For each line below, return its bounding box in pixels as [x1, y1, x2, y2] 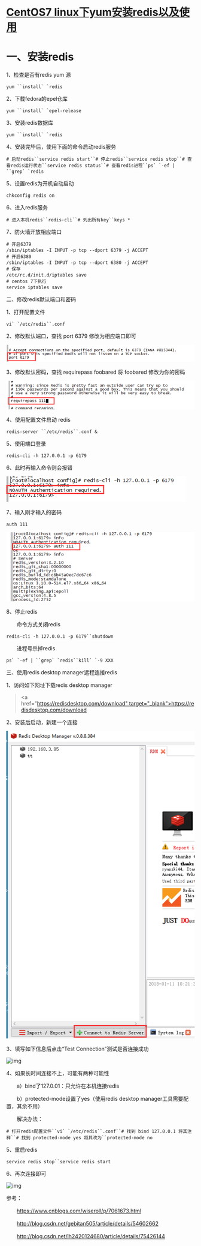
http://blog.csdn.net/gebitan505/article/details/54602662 [17, 1220, 159, 1227]
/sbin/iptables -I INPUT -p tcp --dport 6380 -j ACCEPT [6, 260, 148, 266]
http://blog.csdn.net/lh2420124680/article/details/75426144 [17, 1233, 166, 1240]
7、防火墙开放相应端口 [6, 229, 62, 236]
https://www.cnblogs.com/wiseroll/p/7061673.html [17, 1207, 142, 1215]
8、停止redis [6, 608, 38, 615]
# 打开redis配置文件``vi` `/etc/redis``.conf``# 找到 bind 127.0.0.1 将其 [6, 1128, 188, 1134]
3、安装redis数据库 [6, 119, 54, 127]
